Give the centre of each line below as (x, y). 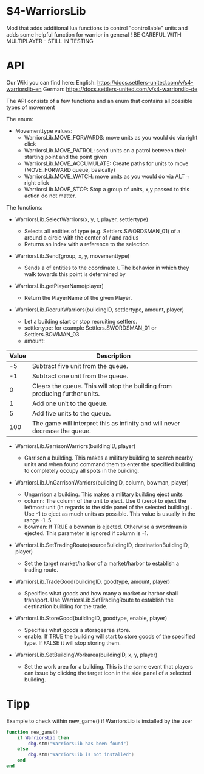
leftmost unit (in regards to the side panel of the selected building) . (108, 507)
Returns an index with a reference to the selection (86, 244)
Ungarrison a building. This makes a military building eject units (104, 494)
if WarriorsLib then (43, 738)
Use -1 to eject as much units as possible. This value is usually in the (110, 514)
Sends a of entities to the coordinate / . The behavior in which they (107, 268)
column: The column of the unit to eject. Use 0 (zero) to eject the (105, 500)
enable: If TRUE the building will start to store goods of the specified (110, 636)
